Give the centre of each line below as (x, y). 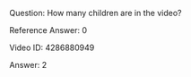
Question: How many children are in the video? (95, 13)
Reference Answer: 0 (48, 30)
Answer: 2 (28, 65)
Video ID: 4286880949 (52, 47)
